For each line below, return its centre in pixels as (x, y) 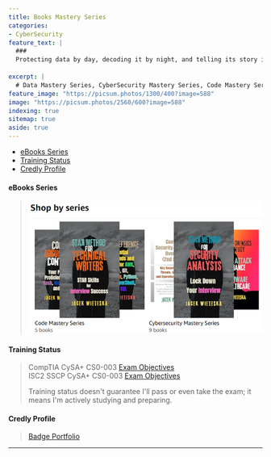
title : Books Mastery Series (57, 17)
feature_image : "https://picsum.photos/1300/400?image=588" (112, 94)
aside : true (28, 128)
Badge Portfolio (54, 437)
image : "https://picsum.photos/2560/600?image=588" (97, 102)
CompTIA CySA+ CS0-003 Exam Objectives (101, 367)
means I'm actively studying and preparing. (100, 400)
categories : (28, 25)
